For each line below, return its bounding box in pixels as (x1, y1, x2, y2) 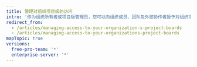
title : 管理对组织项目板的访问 (6, 8, 73, 15)
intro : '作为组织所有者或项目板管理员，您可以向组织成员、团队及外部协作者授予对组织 (6, 14, 189, 20)
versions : (6, 41, 30, 47)
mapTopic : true (6, 36, 43, 41)
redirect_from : (6, 19, 43, 25)
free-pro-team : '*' (11, 47, 59, 52)
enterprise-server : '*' (11, 52, 69, 58)
